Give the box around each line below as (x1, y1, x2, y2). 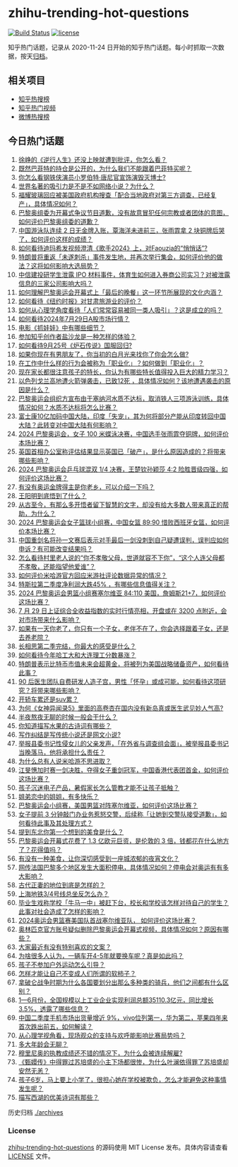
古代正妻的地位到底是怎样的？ (18, 880, 105, 889)
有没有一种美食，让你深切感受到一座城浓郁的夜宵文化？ (18, 854, 179, 863)
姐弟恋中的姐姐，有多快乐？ (18, 792, 100, 800)
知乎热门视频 (18, 103, 56, 112)
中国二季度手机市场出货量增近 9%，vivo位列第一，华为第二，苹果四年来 (18, 1013, 228, 1022)
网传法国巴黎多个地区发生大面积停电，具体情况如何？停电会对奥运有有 (18, 863, 223, 871)
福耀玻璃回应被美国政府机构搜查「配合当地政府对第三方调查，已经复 (18, 190, 217, 199)
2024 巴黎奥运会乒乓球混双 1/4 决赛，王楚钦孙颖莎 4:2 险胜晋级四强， (18, 465, 222, 473)
